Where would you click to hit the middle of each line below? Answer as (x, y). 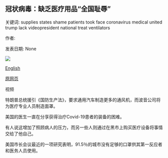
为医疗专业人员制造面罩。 (31, 106)
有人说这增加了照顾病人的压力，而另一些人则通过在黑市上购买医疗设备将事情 (84, 127)
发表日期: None (21, 49)
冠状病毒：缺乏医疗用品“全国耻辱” (58, 9)
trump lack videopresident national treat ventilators (58, 28)
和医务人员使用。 (23, 150)
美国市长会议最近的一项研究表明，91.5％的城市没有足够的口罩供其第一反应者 (84, 144)
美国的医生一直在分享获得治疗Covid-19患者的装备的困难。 (65, 116)
